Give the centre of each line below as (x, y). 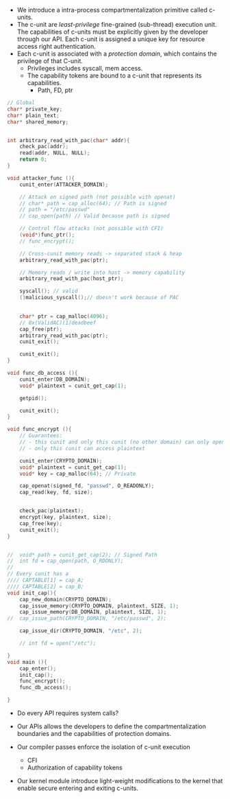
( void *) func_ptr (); (47, 235)
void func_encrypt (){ (39, 429)
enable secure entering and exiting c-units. (78, 788)
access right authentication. (56, 46)
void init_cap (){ (32, 593)
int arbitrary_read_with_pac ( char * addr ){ (68, 140)
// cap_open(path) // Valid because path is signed (94, 216)
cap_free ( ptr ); (41, 329)
